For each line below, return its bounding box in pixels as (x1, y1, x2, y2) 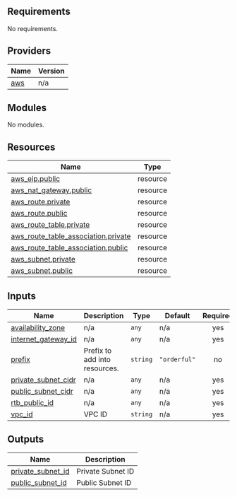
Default (164, 311, 190, 321)
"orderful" (159, 356, 196, 363)
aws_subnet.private (11, 255, 75, 264)
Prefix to (83, 346, 112, 356)
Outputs (7, 433, 44, 445)
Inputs (7, 290, 37, 302)
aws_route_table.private (11, 220, 90, 230)
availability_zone (11, 323, 66, 333)
